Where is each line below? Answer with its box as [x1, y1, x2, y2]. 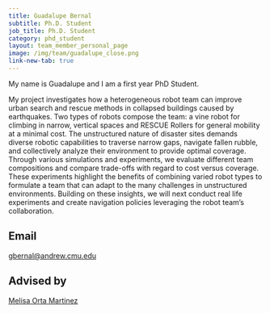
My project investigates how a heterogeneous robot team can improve [8, 94, 243, 104]
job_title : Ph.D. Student [8, 27, 95, 35]
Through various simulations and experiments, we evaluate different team [8, 154, 254, 164]
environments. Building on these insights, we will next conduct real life [8, 189, 243, 198]
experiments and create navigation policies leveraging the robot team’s [8, 197, 245, 207]
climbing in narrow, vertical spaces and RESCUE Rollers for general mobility [8, 120, 260, 130]
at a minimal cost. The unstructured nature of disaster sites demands [8, 128, 238, 138]
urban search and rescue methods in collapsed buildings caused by [8, 102, 234, 113]
